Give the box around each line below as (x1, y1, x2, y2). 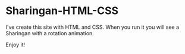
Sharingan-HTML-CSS (5, 4, 119, 18)
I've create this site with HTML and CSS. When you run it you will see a (5, 23, 180, 31)
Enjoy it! (5, 41, 26, 48)
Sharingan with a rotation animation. (5, 29, 95, 36)
